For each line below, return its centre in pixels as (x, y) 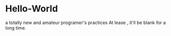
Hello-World (32, 9)
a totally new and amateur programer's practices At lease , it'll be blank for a (86, 22)
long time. (16, 27)
